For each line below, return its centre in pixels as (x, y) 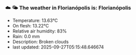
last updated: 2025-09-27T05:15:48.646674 (58, 47)
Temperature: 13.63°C (35, 20)
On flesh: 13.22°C (31, 26)
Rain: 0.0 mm (26, 36)
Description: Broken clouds (40, 42)
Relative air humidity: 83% (40, 31)
